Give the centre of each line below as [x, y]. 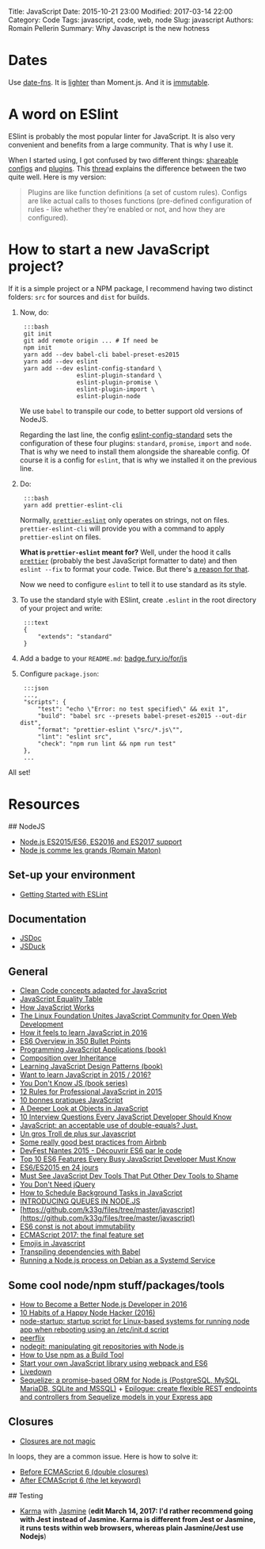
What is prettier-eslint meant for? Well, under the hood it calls [125, 552]
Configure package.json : [59, 673]
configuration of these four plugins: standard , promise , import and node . [135, 443]
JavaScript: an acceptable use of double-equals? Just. [109, 1125]
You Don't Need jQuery [57, 1184]
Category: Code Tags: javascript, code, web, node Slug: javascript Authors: [131, 20]
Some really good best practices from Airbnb [93, 1142]
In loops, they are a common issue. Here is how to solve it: [103, 1456]
